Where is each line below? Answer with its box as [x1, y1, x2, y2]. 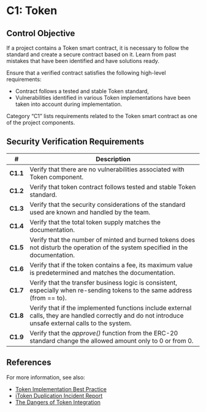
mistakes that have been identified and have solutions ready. [6, 58, 159, 64]
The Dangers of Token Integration [15, 399, 101, 406]
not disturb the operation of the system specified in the [29, 243, 188, 252]
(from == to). [29, 293, 67, 302]
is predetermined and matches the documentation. [29, 268, 176, 277]
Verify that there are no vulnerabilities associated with [29, 165, 185, 173]
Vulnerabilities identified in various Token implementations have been [15, 94, 191, 101]
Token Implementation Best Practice [15, 385, 107, 392]
